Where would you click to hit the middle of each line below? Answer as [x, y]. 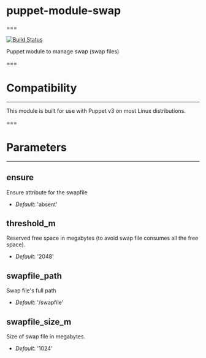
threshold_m [31, 223]
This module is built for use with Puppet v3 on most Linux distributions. [96, 110]
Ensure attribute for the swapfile [47, 192]
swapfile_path [34, 276]
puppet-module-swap [64, 11]
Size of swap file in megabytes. [46, 337]
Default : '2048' [34, 257]
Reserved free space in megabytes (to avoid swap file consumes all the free [102, 238]
